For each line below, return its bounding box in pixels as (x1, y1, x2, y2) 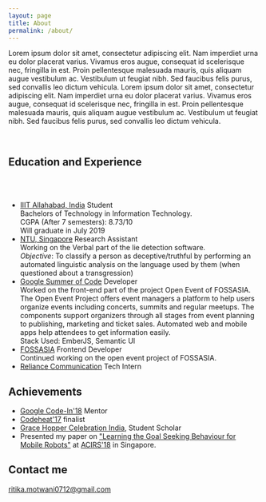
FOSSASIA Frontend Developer (19, 345, 122, 354)
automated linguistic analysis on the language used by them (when (19, 260, 240, 269)
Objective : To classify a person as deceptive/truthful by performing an (19, 251, 252, 261)
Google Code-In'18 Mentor (19, 406, 108, 416)
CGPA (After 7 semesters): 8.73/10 (19, 217, 133, 227)
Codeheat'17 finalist (19, 415, 85, 424)
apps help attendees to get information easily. (19, 328, 171, 337)
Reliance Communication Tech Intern (19, 361, 142, 372)
